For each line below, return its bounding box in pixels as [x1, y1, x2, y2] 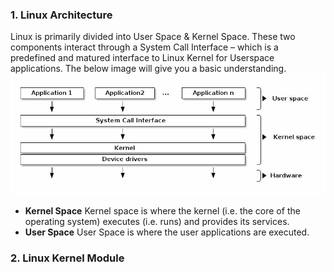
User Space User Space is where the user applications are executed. [24, 226, 310, 238]
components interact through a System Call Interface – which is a [10, 41, 279, 53]
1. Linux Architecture [10, 8, 113, 22]
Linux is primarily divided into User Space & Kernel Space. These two [10, 31, 296, 43]
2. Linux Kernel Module [10, 251, 125, 265]
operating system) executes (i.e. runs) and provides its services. [24, 216, 290, 228]
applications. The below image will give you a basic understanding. [10, 63, 287, 75]
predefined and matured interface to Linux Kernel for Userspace [10, 52, 275, 64]
